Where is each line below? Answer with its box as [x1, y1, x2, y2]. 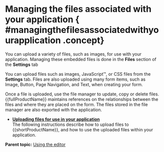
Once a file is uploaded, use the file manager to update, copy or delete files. [5, 91, 159, 97]
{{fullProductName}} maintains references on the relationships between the [5, 96, 159, 102]
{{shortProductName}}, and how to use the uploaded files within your [12, 126, 154, 132]
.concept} [63, 35, 104, 46]
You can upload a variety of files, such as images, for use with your [5, 51, 142, 57]
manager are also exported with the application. [5, 107, 102, 113]
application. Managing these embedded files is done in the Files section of [5, 56, 157, 62]
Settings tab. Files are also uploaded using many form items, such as [5, 76, 146, 82]
